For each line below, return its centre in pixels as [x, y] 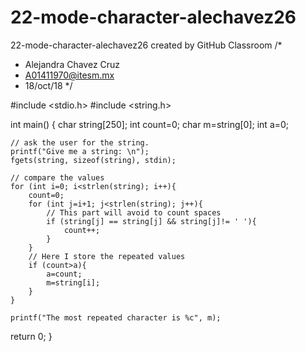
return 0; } [31, 336]
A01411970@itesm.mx [69, 75]
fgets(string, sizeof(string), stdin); [93, 160]
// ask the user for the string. [80, 142]
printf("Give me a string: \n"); [80, 151]
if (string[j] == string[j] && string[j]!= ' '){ [151, 221]
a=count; [64, 274]
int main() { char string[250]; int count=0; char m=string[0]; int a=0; [150, 124]
